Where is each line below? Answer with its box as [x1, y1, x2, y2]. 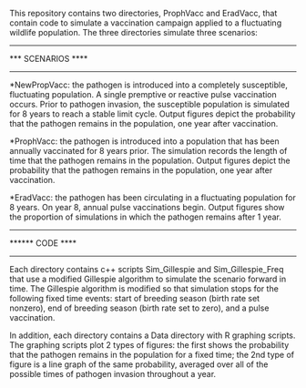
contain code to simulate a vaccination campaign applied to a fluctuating [9, 17, 282, 28]
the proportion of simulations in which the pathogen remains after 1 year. [9, 211, 282, 222]
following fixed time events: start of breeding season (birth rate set [9, 293, 260, 303]
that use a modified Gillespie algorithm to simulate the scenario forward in [9, 273, 287, 284]
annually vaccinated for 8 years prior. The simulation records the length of [9, 146, 288, 156]
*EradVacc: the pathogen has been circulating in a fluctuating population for [9, 192, 296, 203]
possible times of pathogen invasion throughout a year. [9, 369, 217, 379]
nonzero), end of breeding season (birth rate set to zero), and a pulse [9, 302, 270, 313]
